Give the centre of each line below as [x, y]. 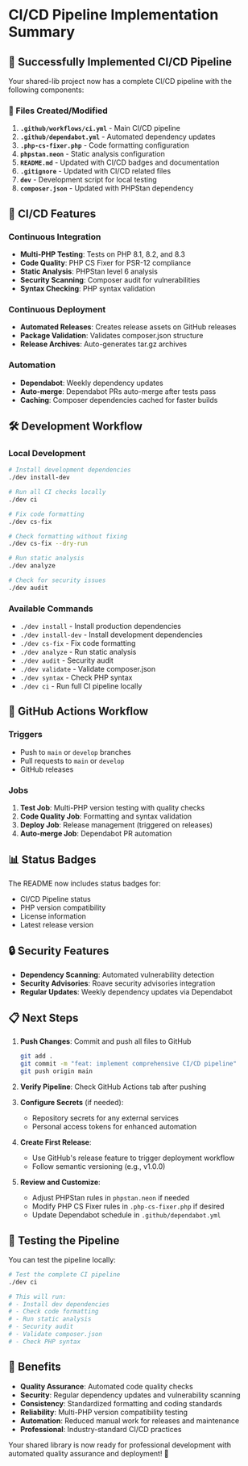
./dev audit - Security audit [67, 660]
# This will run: [37, 1296]
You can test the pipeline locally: [62, 1259]
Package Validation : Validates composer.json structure [112, 336]
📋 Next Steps [43, 1018]
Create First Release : [56, 1142]
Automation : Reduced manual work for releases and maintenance [130, 1420]
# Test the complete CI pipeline [64, 1274]
